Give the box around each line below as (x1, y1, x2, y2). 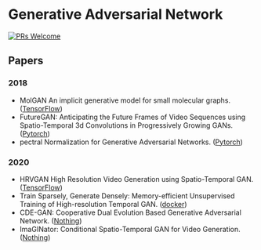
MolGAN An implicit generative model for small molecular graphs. (19, 96, 231, 105)
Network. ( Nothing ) (19, 216, 82, 225)
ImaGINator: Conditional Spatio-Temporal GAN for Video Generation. (19, 224, 241, 234)
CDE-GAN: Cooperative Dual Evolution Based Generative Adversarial (19, 208, 241, 217)
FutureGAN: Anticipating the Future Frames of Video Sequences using (19, 112, 246, 121)
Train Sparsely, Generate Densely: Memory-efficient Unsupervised (19, 190, 235, 201)
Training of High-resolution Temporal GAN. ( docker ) (19, 199, 187, 208)
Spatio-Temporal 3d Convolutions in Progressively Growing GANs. (19, 120, 234, 130)
